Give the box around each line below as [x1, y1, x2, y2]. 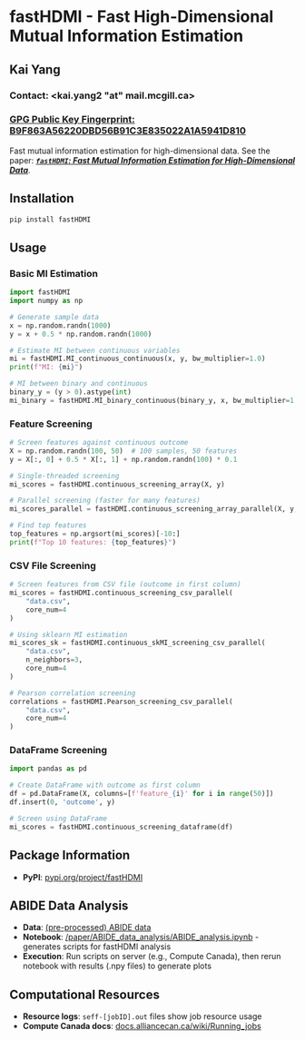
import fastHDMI [9, 288, 71, 297]
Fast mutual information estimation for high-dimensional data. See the [9, 145, 271, 156]
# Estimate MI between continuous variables [9, 346, 181, 355]
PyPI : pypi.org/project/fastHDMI [22, 871, 143, 882]
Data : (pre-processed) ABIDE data [22, 922, 152, 933]
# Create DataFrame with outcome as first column [9, 780, 202, 790]
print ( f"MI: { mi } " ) [9, 363, 84, 372]
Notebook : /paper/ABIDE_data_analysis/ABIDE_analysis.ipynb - [22, 932, 260, 943]
